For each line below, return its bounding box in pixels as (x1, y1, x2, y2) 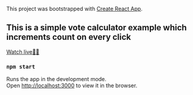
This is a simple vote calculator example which (6, 22, 187, 33)
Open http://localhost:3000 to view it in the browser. (6, 82, 138, 90)
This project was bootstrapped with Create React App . (6, 5, 143, 12)
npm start (6, 63, 35, 70)
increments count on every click (6, 32, 132, 42)
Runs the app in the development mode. (6, 76, 107, 83)
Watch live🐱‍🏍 (6, 48, 40, 55)
